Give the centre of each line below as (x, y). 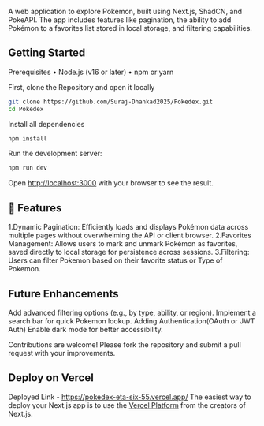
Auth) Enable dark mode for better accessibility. (86, 329)
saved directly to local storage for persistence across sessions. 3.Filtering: (129, 252)
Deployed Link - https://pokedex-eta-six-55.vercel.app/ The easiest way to (130, 397)
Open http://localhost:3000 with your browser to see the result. (111, 183)
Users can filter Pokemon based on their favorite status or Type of (115, 260)
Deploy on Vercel (51, 378)
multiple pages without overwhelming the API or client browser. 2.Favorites (130, 235)
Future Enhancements (64, 294)
